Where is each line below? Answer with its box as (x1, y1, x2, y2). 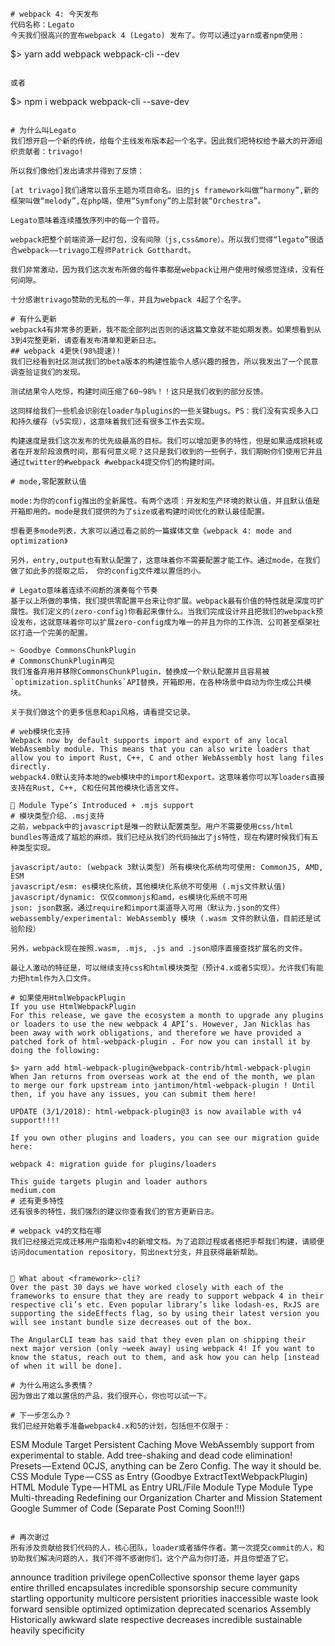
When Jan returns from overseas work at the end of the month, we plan (10, 1072, 315, 1082)
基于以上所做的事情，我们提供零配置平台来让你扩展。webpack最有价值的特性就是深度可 (10, 596, 318, 606)
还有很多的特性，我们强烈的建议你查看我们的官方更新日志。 (10, 1207, 219, 1217)
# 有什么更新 (10, 314, 57, 324)
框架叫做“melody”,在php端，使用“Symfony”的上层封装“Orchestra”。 (10, 196, 266, 206)
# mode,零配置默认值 (10, 477, 87, 487)
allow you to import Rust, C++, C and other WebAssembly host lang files (10, 753, 325, 763)
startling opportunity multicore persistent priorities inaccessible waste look (10, 1593, 319, 1604)
